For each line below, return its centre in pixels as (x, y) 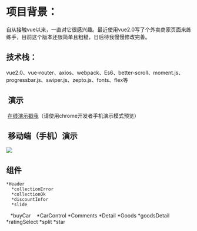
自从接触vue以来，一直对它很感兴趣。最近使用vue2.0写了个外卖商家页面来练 (99, 29)
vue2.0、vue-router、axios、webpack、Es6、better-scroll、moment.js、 (95, 72)
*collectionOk (29, 194)
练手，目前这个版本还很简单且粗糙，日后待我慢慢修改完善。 (78, 37)
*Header (16, 184)
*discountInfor (30, 200)
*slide (19, 205)
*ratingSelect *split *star (36, 222)
